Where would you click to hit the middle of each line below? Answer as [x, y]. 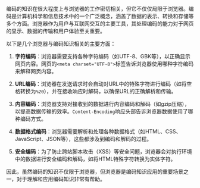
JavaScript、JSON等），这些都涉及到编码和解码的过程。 [83, 139]
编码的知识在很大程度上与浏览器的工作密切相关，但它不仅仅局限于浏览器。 [97, 9]
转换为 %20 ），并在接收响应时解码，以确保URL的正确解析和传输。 [98, 91]
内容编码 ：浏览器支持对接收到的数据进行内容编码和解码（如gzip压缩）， [102, 104]
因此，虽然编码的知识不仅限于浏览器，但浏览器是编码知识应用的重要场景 [95, 172]
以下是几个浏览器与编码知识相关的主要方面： [61, 44]
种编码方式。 [30, 119]
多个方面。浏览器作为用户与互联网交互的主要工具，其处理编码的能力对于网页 [100, 23]
